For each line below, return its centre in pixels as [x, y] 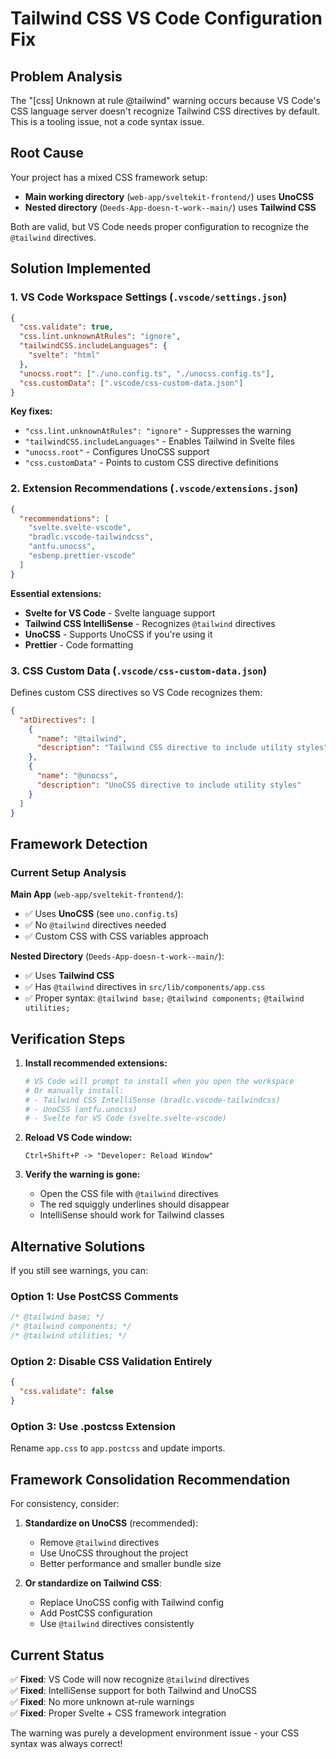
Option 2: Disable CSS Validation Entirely [111, 1361]
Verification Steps [68, 1038]
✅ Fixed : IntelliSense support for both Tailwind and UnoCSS [134, 1690]
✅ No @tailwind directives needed [95, 925]
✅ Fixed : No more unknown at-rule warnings [102, 1701]
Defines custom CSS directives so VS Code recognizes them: [136, 692]
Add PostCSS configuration [96, 1613]
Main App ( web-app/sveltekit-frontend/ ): [97, 894]
